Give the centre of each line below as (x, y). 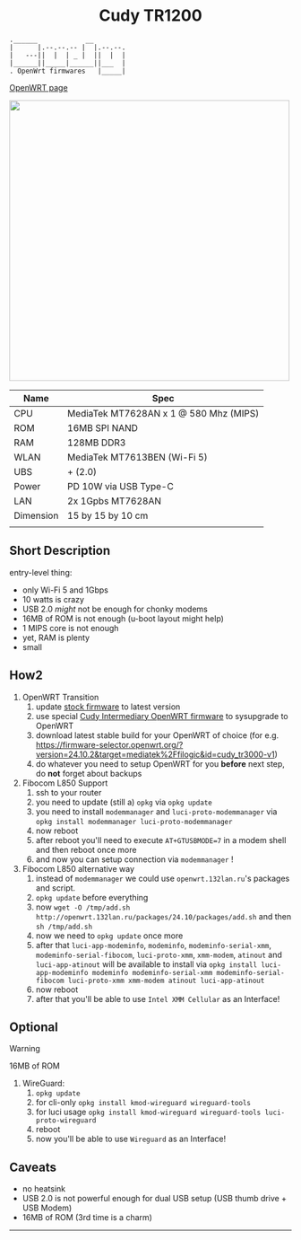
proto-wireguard (66, 1121)
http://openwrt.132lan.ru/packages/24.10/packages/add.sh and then (163, 916)
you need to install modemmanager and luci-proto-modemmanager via (156, 811)
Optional (34, 1027)
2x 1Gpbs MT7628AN (114, 501)
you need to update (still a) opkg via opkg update (124, 802)
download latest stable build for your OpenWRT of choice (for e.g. (157, 735)
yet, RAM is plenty (56, 638)
